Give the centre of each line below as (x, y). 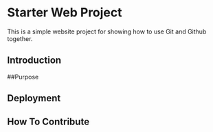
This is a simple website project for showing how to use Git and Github (107, 31)
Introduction (34, 61)
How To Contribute (48, 121)
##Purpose (23, 77)
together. (20, 38)
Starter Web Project (65, 13)
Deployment (34, 98)
